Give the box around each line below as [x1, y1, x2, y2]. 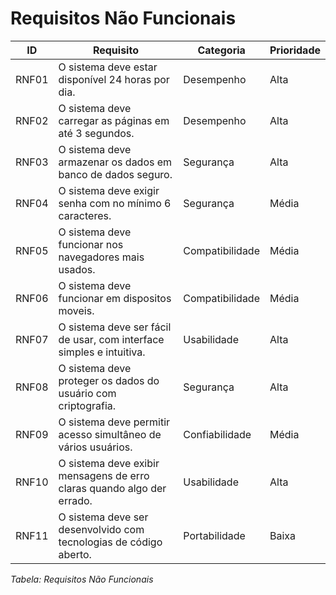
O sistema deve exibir [58, 456, 160, 470]
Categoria [197, 43, 246, 57]
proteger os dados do [58, 373, 160, 387]
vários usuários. [58, 440, 133, 454]
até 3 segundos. [58, 126, 135, 140]
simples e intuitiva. [58, 345, 146, 359]
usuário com [58, 386, 117, 400]
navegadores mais [58, 250, 145, 264]
